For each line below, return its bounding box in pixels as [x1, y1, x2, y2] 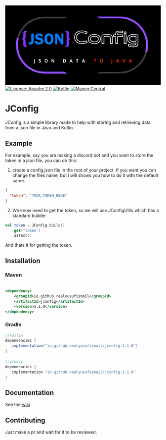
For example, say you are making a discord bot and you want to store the [5, 152, 154, 159]
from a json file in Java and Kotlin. [5, 125, 74, 131]
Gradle [5, 321, 22, 328]
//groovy [5, 359, 23, 364]
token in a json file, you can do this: [5, 158, 78, 164]
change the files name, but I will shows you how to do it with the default [12, 172, 159, 178]
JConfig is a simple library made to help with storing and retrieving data [5, 119, 151, 125]
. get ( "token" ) [11, 228, 41, 233]
